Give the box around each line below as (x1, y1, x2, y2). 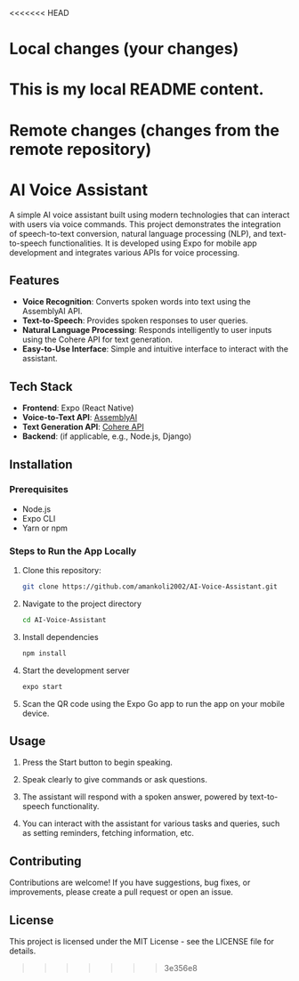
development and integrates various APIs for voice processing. (9, 247, 240, 257)
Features (9, 272, 60, 288)
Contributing (9, 854, 82, 869)
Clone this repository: (21, 565, 101, 576)
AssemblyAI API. (21, 306, 83, 317)
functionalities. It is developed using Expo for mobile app (48, 238, 258, 248)
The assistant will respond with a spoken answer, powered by (21, 791, 248, 802)
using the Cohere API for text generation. (21, 334, 174, 345)
